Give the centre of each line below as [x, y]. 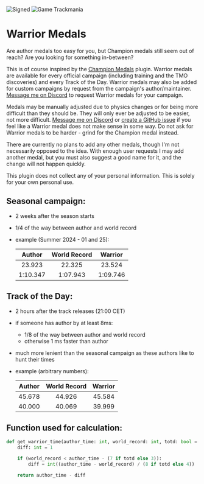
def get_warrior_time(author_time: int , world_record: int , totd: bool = [102, 442]
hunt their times [35, 359]
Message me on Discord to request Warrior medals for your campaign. [95, 95]
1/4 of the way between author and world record [76, 228]
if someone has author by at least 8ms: [64, 323]
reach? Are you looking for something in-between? [70, 57]
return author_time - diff [51, 475]
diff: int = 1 [35, 447]
